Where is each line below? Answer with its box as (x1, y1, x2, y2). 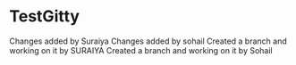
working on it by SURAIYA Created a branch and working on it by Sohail (9, 45, 273, 55)
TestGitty (9, 6, 80, 27)
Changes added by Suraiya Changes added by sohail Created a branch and (9, 36, 288, 46)
